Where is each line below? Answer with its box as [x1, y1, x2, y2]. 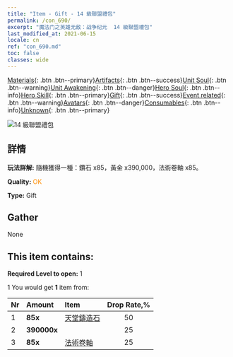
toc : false [7, 50, 40, 57]
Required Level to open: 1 [7, 269, 83, 278]
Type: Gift [7, 191, 37, 199]
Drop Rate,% [107, 300, 150, 310]
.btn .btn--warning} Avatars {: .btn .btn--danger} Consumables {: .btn [7, 98, 203, 107]
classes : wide [7, 57, 49, 64]
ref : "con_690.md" [7, 43, 61, 50]
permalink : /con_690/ [7, 17, 71, 24]
